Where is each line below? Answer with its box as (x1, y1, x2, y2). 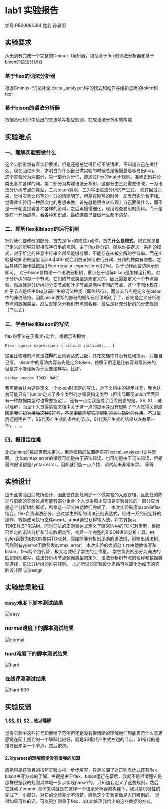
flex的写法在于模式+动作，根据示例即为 (5, 333, 86, 339)
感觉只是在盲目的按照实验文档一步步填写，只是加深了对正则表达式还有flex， (5, 767, 162, 773)
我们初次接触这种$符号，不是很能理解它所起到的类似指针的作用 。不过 (13, 410, 157, 416)
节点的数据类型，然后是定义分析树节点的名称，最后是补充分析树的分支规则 (5, 301, 158, 307)
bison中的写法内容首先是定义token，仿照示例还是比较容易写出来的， (19, 359, 161, 365)
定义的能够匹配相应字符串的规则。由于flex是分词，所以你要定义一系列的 (9, 244, 157, 250)
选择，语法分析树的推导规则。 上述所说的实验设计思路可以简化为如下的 (9, 561, 155, 567)
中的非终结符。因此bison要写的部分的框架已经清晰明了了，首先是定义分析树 (5, 295, 161, 301)
